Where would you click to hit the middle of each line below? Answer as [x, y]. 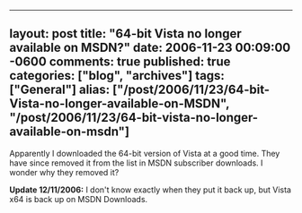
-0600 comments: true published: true [120, 62]
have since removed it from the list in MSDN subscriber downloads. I [136, 163]
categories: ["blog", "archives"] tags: [117, 76]
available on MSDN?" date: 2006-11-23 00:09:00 [150, 48]
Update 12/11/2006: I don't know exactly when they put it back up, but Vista [151, 190]
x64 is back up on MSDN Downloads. [79, 199]
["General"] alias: [60, 90]
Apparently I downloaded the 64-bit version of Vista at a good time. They [145, 153]
